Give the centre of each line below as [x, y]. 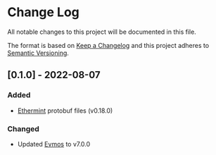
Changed [24, 129]
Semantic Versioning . [38, 53]
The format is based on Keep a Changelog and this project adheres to [108, 45]
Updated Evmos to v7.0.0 [54, 144]
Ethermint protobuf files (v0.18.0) [65, 111]
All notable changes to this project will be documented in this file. [102, 32]
